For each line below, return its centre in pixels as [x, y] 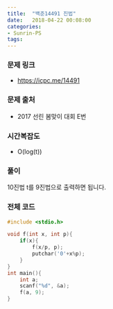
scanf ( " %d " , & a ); [45, 286]
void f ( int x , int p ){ [40, 234]
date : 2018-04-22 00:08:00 [49, 20]
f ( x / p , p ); [48, 247]
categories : [24, 26]
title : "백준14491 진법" [42, 14]
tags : [15, 40]
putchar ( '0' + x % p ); [59, 254]
